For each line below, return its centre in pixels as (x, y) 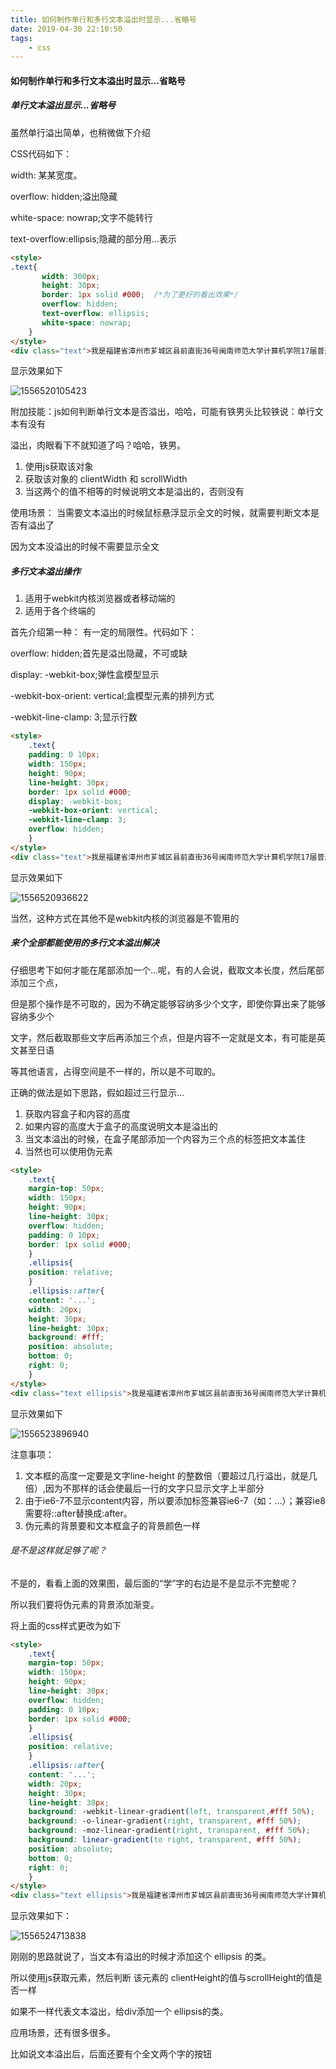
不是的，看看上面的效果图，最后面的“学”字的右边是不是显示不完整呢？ (154, 1583)
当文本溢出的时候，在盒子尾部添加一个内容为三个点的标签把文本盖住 (165, 1138)
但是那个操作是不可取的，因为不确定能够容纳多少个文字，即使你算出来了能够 (168, 1003)
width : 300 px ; (71, 276)
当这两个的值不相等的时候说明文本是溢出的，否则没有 (134, 492)
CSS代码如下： (41, 153)
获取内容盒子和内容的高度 (77, 1113)
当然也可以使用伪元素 (68, 1151)
